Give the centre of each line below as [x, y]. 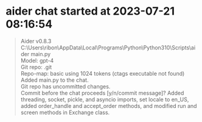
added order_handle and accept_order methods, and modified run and [109, 106]
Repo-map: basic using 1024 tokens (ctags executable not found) [103, 73]
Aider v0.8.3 [36, 41]
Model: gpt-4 [37, 60]
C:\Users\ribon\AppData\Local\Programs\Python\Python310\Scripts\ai [108, 48]
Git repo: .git [36, 67]
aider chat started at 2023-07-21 [90, 11]
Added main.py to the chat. [54, 80]
